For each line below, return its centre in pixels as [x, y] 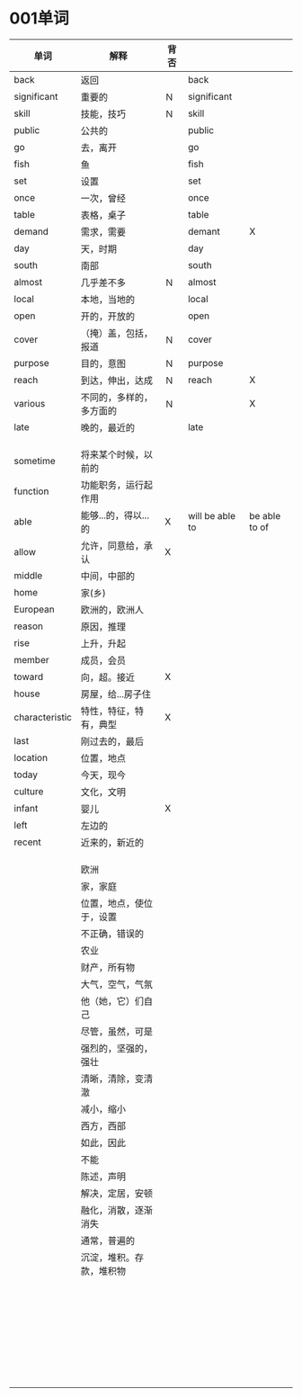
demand [31, 231]
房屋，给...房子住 [115, 694]
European [35, 609]
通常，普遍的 [107, 1240]
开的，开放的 [107, 316]
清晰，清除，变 [112, 1079]
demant [204, 231]
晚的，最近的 [107, 427]
